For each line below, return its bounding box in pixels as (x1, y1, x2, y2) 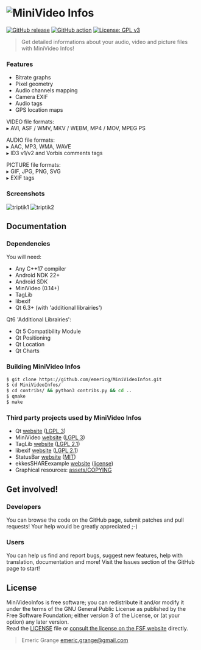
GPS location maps (15, 106, 63, 114)
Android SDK (15, 278, 48, 285)
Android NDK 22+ (15, 272, 60, 279)
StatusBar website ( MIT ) (15, 453, 76, 461)
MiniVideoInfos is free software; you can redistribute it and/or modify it (6, 599, 185, 606)
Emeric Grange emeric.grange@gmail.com (21, 636, 129, 644)
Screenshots (6, 189, 45, 198)
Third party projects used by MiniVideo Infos (6, 413, 142, 422)
